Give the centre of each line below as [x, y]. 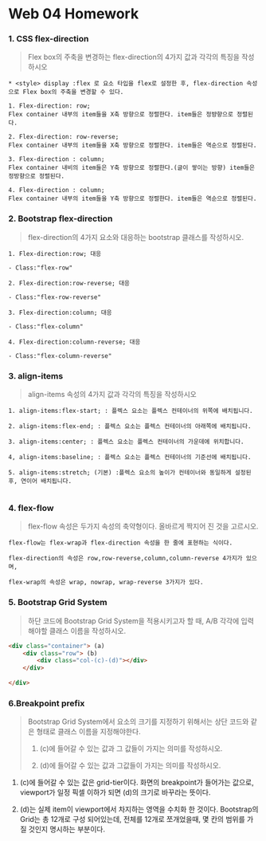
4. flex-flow [31, 508]
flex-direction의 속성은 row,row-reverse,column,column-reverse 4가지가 [125, 559]
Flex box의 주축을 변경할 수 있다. [73, 92]
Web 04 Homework [74, 14]
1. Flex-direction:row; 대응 [55, 253]
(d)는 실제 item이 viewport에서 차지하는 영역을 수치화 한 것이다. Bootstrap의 [139, 809]
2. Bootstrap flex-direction [61, 218]
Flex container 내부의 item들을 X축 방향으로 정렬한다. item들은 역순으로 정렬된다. [133, 145]
